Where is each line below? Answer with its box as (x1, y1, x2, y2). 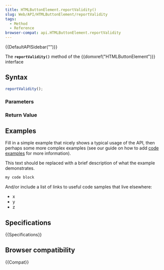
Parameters (5, 98, 34, 105)
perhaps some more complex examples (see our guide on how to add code (5, 145, 159, 151)
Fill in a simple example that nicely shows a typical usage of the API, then (5, 140, 155, 146)
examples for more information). (5, 150, 71, 156)
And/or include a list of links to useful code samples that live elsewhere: (5, 184, 153, 190)
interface (5, 59, 24, 65)
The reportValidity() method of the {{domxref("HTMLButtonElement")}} (5, 54, 156, 60)
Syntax (5, 73, 28, 82)
